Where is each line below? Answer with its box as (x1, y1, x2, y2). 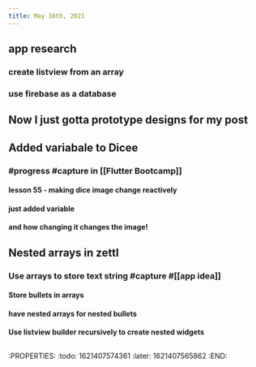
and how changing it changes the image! (8, 222, 148, 232)
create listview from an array (8, 66, 124, 77)
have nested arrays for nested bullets (8, 309, 138, 318)
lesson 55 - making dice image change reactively (8, 185, 177, 195)
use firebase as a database (8, 88, 117, 99)
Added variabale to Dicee (8, 140, 139, 154)
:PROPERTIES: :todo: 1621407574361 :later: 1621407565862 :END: (8, 351, 228, 361)
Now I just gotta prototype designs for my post (8, 113, 249, 127)
